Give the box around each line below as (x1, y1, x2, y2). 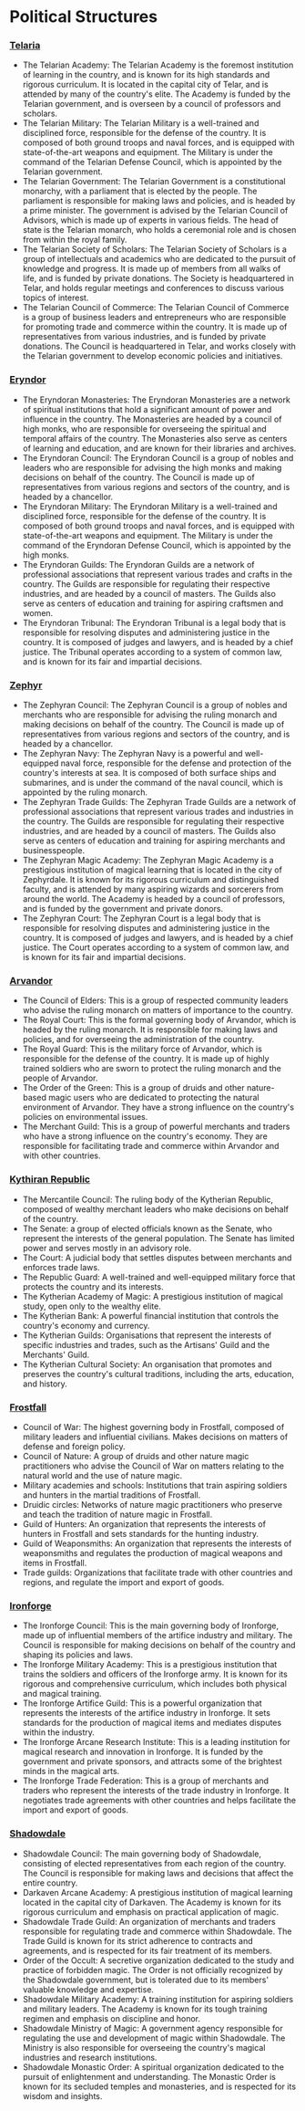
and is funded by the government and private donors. (22, 904, 224, 914)
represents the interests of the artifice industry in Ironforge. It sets (22, 1708, 271, 1719)
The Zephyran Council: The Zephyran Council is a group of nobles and (22, 700, 288, 711)
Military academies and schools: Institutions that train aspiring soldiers (22, 1479, 288, 1490)
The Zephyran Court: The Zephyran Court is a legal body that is (22, 913, 261, 924)
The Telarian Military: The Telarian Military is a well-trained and (22, 118, 259, 129)
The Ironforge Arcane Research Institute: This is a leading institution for (22, 1737, 290, 1748)
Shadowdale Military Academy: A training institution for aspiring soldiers (22, 1993, 294, 2004)
